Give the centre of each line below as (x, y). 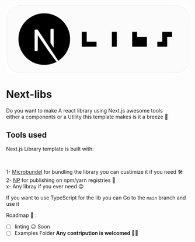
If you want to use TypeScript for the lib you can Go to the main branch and (96, 198)
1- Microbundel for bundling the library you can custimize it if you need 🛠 (94, 172)
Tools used (27, 135)
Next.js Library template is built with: (50, 149)
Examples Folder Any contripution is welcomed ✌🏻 (76, 233)
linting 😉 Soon (32, 227)
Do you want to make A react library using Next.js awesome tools (85, 110)
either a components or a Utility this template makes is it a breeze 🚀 (87, 117)
